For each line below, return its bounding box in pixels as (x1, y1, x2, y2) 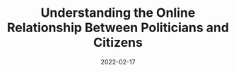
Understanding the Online (40, 5, 196, 21)
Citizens (93, 35, 143, 50)
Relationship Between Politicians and (6, 20, 230, 36)
